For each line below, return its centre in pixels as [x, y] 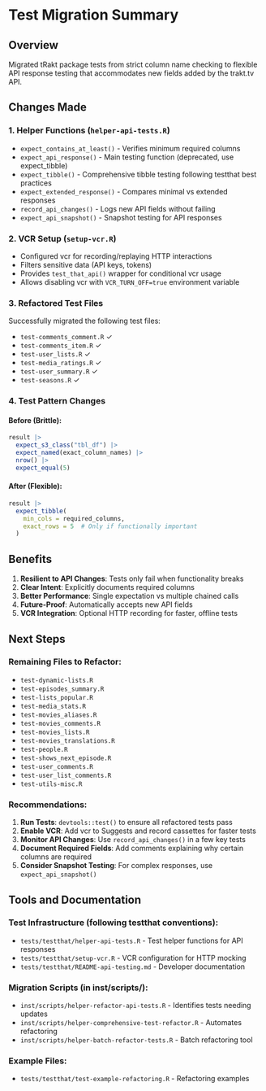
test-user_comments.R [56, 766]
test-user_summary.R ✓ [59, 371]
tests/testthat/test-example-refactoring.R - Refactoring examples [135, 1079]
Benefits [30, 559]
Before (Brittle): [35, 420]
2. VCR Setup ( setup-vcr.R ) [62, 238]
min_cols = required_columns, [74, 518]
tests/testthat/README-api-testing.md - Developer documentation [133, 967]
